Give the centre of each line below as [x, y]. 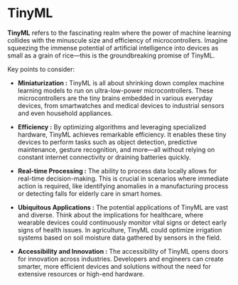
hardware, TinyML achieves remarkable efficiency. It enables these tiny [122, 134]
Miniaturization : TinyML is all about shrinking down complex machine [121, 82]
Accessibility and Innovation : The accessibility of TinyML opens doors [123, 251]
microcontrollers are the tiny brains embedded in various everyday [115, 98]
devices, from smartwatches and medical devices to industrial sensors [121, 105]
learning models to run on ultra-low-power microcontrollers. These [115, 90]
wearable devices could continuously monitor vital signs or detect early [122, 222]
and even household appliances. [65, 113]
